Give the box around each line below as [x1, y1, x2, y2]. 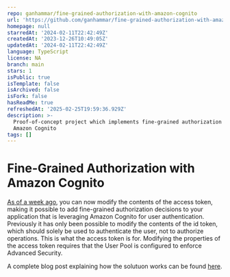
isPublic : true [7, 73, 51, 81]
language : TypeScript [7, 49, 69, 56]
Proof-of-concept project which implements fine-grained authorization [13, 118, 222, 125]
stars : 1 [7, 67, 32, 74]
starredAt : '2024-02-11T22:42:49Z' [7, 29, 109, 36]
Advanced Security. [7, 249, 63, 257]
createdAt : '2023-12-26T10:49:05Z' [7, 36, 109, 43]
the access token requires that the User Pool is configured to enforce [7, 241, 202, 250]
